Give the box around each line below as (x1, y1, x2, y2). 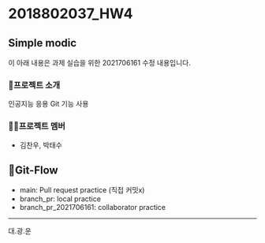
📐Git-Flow (8, 163, 58, 177)
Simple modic (8, 36, 77, 50)
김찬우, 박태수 (19, 140, 63, 150)
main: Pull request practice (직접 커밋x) (19, 185, 145, 195)
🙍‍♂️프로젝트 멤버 (8, 121, 65, 132)
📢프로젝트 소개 (8, 80, 61, 91)
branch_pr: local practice (19, 194, 101, 204)
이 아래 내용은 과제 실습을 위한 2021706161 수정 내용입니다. (8, 58, 192, 67)
